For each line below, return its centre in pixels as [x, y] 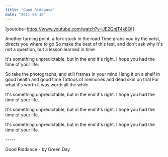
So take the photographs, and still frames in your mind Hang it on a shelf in [82, 74]
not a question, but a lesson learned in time [50, 49]
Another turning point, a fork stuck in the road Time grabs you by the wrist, [83, 39]
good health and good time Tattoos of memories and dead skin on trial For [82, 79]
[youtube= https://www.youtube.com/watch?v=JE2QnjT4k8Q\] [70, 29]
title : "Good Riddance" [30, 10]
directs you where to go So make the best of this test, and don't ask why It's [84, 44]
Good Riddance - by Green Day [38, 149]
